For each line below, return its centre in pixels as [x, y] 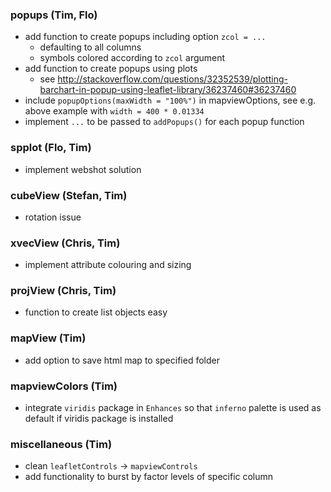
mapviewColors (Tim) [64, 386]
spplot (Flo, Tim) [51, 148]
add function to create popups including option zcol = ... [145, 37]
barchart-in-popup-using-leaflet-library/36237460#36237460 [168, 90]
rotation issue [53, 217]
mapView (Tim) [48, 338]
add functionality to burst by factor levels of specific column [149, 477]
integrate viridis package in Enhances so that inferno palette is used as [173, 408]
